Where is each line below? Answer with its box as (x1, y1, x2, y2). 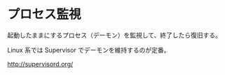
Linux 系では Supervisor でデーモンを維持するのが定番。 (7, 46, 170, 54)
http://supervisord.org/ (7, 60, 74, 68)
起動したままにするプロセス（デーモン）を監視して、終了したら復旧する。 (7, 31, 222, 39)
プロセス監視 (7, 6, 82, 22)
